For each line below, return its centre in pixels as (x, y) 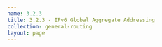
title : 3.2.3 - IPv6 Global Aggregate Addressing (81, 20)
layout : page (26, 33)
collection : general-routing (50, 26)
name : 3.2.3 (25, 13)
